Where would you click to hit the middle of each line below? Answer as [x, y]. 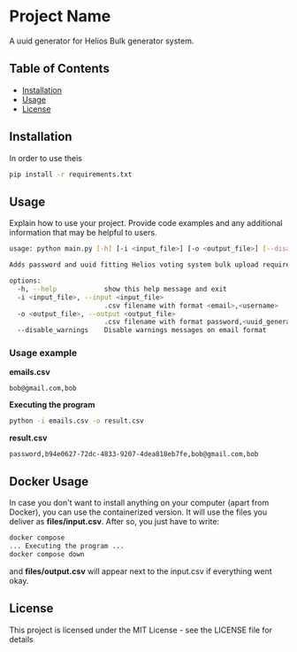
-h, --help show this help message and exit [122, 289]
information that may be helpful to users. [83, 233]
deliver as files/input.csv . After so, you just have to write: [114, 522]
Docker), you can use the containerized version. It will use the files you [138, 512]
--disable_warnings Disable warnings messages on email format [142, 330]
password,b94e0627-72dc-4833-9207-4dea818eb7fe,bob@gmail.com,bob [134, 454]
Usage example [43, 353]
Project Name [60, 16]
